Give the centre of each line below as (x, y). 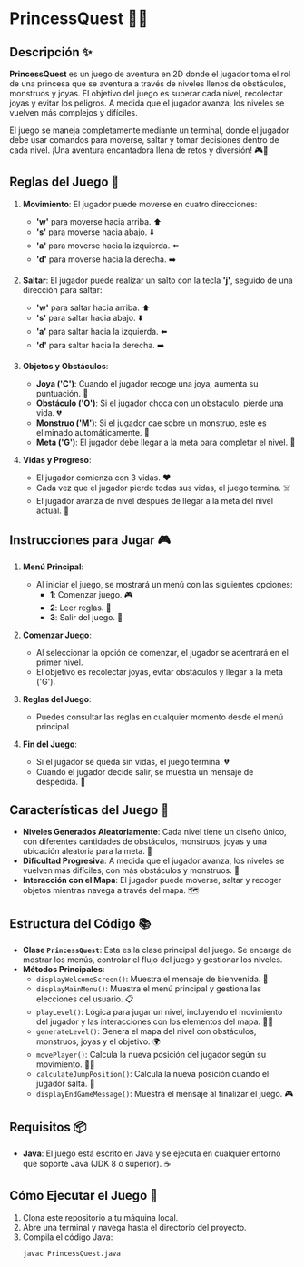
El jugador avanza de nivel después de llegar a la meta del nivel (155, 500)
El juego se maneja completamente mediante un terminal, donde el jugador (149, 130)
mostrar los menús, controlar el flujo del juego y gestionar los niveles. (152, 960)
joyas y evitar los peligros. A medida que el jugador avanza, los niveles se (147, 103)
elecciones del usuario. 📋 (85, 999)
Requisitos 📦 (48, 1127)
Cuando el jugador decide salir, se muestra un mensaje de (145, 771)
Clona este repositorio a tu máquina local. (100, 1217)
